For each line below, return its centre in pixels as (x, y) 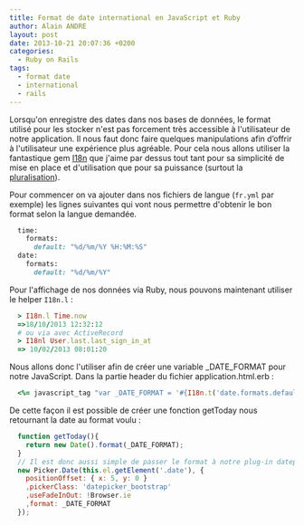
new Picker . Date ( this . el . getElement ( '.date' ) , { (111, 470)
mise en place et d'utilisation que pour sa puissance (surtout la (126, 167)
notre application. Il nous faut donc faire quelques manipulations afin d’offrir (151, 138)
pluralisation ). (35, 177)
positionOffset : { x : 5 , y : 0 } (86, 479)
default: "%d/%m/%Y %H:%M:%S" (90, 247)
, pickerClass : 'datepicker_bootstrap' (99, 487)
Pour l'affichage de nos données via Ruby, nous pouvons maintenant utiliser (151, 290)
